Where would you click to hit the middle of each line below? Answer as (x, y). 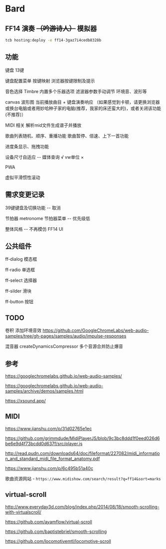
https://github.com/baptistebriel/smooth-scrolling (56, 531)
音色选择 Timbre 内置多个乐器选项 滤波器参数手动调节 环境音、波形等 (76, 91)
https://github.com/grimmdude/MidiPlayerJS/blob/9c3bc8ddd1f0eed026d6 (83, 438)
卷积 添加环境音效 (23, 330)
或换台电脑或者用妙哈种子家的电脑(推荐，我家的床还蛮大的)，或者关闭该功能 (83, 108)
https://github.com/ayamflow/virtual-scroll (49, 521)
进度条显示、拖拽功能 (27, 146)
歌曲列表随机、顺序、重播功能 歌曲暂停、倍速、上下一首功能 (67, 136)
